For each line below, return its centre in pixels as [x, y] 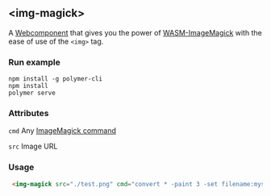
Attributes [29, 114]
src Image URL [33, 146]
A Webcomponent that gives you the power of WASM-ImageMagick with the [135, 32]
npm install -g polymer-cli [56, 79]
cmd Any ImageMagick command [63, 131]
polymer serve [32, 93]
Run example [34, 62]
